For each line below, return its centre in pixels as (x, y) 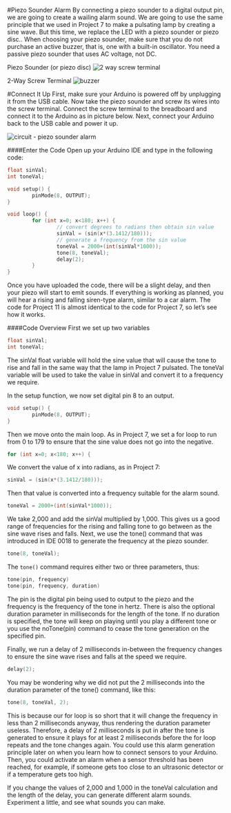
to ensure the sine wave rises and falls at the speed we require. (97, 656)
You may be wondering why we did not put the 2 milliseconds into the (106, 682)
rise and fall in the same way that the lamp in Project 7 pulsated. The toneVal (115, 367)
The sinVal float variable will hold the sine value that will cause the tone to (112, 360)
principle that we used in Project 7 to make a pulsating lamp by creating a (111, 25)
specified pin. (27, 636)
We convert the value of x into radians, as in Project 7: (84, 467)
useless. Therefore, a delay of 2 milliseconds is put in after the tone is (106, 730)
